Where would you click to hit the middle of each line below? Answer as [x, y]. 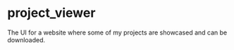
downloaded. [26, 39]
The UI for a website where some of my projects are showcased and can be [117, 32]
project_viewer [51, 13]
